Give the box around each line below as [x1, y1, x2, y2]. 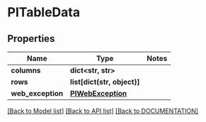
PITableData [7, 4, 80, 21]
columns [11, 65, 41, 75]
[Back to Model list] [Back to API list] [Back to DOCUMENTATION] [7, 107, 199, 115]
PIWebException [69, 89, 127, 98]
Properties [7, 33, 55, 45]
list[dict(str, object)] [69, 77, 140, 87]
